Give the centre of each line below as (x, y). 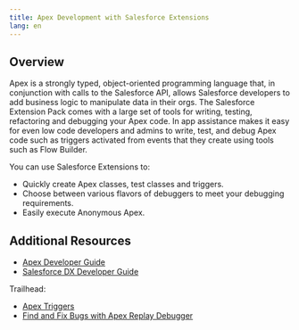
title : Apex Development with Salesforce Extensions (109, 17)
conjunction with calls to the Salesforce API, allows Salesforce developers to (149, 93)
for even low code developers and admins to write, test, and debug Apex (143, 131)
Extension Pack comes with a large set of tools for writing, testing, (131, 111)
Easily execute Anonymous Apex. (83, 213)
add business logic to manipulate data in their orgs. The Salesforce (132, 103)
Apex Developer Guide (63, 262)
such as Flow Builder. (48, 150)
